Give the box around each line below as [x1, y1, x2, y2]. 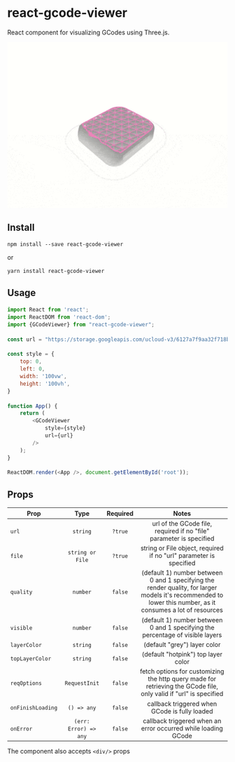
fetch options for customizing [139, 667, 225, 676]
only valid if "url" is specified [141, 690, 224, 698]
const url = [7, 335, 42, 343]
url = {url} [44, 432, 73, 439]
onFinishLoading [10, 704, 58, 711]
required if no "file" [155, 526, 210, 535]
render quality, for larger [146, 584, 218, 592]
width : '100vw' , [20, 373, 68, 380]
